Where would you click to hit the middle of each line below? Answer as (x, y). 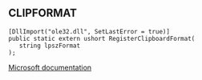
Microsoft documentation (50, 67)
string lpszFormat (50, 46)
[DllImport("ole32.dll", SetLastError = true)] (89, 31)
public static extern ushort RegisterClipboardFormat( (102, 38)
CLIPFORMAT (43, 13)
